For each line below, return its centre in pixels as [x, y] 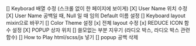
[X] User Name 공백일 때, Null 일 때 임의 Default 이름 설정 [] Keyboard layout [96, 16]
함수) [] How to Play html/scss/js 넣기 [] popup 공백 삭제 [72, 37]
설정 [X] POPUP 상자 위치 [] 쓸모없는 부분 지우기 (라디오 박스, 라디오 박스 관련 [101, 30]
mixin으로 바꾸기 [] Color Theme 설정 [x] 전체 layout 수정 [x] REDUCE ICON [94, 23]
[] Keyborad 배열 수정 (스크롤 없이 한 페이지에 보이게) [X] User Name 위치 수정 [97, 8]
